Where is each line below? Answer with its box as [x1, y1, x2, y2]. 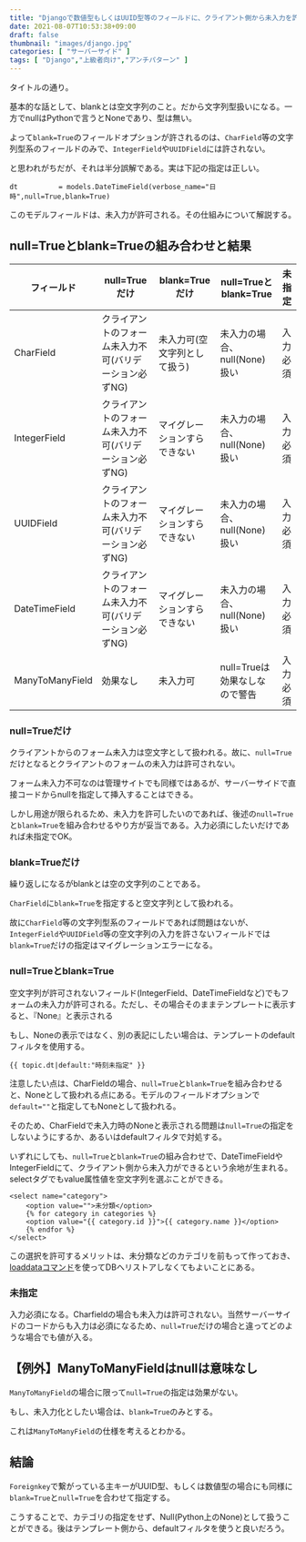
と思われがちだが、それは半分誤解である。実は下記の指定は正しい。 [9, 163, 264, 173]
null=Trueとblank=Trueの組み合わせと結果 [9, 238, 252, 254]
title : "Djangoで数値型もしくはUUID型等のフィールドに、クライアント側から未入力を [9, 13, 293, 23]
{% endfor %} [25, 1225, 76, 1234]
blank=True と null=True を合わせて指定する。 [9, 1492, 176, 1503]
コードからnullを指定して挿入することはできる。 [16, 789, 199, 800]
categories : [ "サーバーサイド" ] [9, 47, 130, 56]
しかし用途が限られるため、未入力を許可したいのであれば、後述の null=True [9, 808, 294, 819]
